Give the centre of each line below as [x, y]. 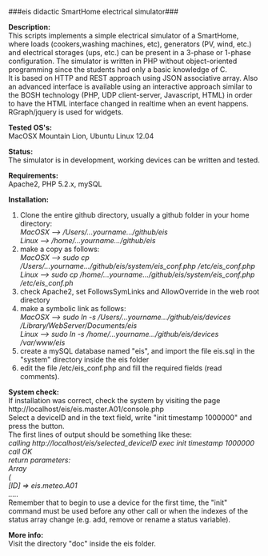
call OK [20, 452]
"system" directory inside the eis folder [84, 360]
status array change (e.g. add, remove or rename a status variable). [119, 520]
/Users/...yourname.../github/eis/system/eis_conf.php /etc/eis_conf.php [138, 266]
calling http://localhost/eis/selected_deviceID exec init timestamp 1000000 [131, 443]
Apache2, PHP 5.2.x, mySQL [55, 184]
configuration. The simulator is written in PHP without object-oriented [123, 61]
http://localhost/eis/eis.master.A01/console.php [86, 409]
